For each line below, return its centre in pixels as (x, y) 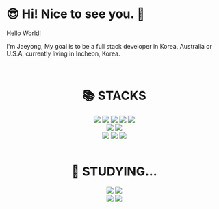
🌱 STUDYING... (114, 172)
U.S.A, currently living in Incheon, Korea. (63, 53)
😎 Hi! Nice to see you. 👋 (76, 14)
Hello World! (24, 33)
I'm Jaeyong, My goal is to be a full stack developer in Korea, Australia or (109, 46)
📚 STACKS (114, 96)
